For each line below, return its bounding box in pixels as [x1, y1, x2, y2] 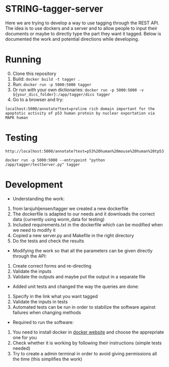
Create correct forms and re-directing [12, 263, 92, 269]
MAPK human [5, 115, 28, 120]
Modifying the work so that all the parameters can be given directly [12, 247, 153, 253]
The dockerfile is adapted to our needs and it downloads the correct [12, 211, 155, 217]
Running [5, 54, 41, 65]
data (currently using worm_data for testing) [12, 216, 105, 222]
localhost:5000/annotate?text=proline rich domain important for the [5, 106, 155, 112]
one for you [12, 334, 37, 340]
